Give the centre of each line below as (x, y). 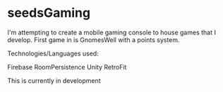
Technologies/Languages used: (53, 53)
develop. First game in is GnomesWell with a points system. (94, 39)
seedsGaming (49, 13)
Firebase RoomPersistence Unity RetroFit (67, 67)
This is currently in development (54, 80)
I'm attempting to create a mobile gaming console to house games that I (112, 32)
